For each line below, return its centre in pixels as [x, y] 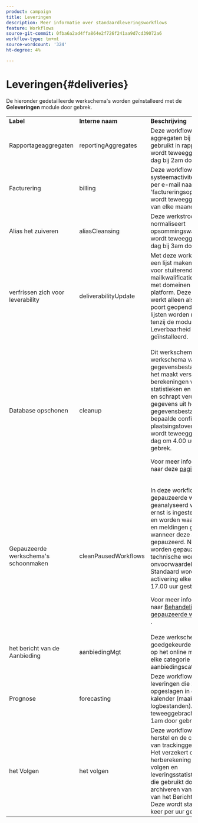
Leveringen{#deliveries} [67, 84]
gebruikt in [165, 145]
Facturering [25, 188]
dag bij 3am [167, 246]
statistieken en [171, 389]
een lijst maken [171, 262]
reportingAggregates [108, 145]
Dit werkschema [173, 352]
